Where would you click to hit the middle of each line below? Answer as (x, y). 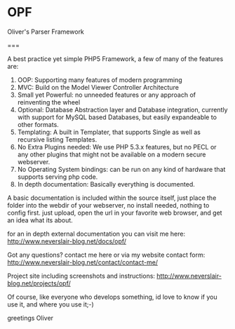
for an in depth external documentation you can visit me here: (96, 234)
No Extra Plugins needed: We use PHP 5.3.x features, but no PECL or (117, 147)
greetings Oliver (31, 318)
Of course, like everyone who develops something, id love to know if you (112, 297)
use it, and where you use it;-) (51, 304)
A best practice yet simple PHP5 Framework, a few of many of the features (115, 59)
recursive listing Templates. (57, 139)
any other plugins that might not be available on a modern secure (112, 154)
